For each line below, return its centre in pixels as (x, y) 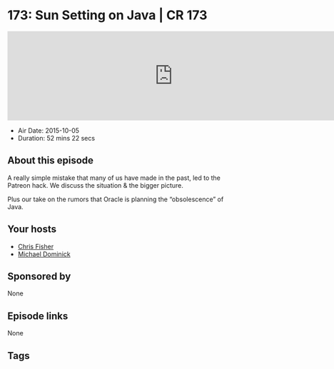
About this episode (51, 161)
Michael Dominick (44, 254)
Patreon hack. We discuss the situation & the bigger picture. (96, 185)
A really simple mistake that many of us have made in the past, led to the (114, 178)
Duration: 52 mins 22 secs (56, 138)
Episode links (38, 316)
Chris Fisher (36, 246)
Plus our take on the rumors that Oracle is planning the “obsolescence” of (116, 199)
